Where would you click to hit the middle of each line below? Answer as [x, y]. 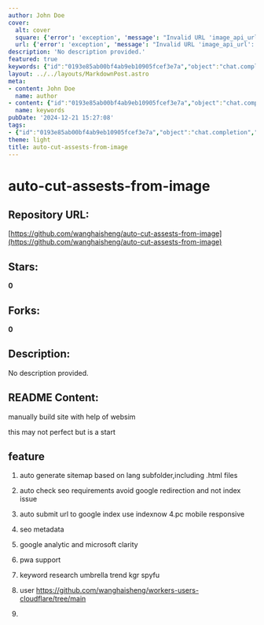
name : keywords [40, 111]
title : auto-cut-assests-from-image [68, 147]
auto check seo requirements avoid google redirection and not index [130, 491]
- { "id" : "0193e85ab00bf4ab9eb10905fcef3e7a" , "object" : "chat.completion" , [132, 132]
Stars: [24, 267]
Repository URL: [49, 214]
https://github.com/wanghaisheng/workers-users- [117, 590]
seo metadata [42, 529]
